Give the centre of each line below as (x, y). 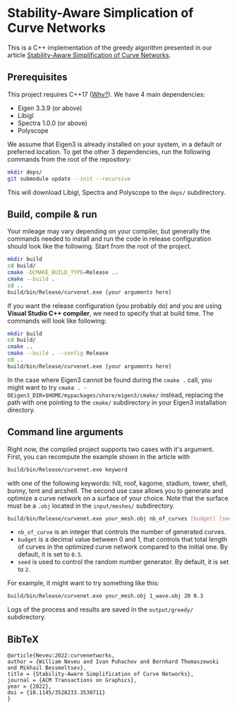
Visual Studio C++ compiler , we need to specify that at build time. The (110, 313)
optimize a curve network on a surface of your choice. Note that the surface (118, 498)
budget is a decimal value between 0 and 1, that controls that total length (122, 540)
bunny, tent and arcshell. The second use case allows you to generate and (115, 490)
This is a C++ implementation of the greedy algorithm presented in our (110, 47)
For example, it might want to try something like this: (83, 583)
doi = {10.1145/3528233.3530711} (56, 693)
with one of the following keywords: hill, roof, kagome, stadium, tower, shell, (117, 483)
